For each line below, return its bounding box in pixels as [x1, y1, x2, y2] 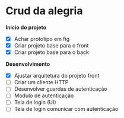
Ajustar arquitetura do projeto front [14, 72, 100, 79]
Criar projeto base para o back [14, 49, 90, 56]
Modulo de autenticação [14, 92, 74, 99]
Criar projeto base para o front [14, 42, 89, 49]
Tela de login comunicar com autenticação [14, 106, 119, 113]
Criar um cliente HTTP [14, 79, 69, 86]
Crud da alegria [5, 4, 83, 18]
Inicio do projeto [5, 24, 47, 31]
